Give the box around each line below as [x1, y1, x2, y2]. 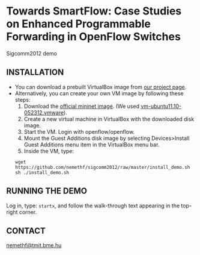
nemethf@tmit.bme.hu [6, 242, 62, 249]
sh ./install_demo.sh [14, 169, 69, 175]
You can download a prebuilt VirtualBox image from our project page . [14, 83, 187, 90]
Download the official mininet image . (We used [23, 102, 140, 110]
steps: [14, 96, 31, 103]
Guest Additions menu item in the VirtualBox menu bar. [23, 140, 160, 148]
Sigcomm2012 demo [6, 49, 57, 57]
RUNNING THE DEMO [6, 186, 87, 197]
